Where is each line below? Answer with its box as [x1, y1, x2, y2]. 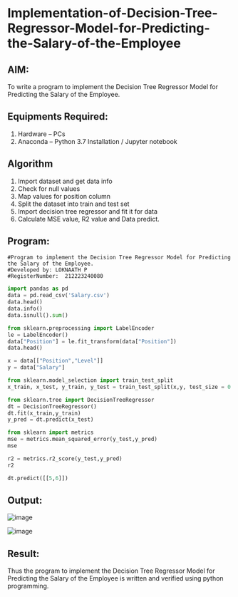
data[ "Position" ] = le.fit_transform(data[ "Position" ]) [7, 338, 177, 345]
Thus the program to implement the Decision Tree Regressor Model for [7, 566, 215, 575]
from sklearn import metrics [7, 429, 94, 436]
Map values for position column [17, 192, 110, 200]
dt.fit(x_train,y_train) [7, 410, 81, 417]
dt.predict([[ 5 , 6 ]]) [7, 474, 69, 482]
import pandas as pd [7, 285, 69, 293]
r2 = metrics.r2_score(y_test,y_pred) [7, 455, 123, 462]
